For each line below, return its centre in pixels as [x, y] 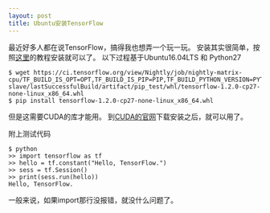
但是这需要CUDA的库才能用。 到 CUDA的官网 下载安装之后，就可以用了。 [128, 117]
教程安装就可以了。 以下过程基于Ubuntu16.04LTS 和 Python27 [139, 57]
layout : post [30, 16]
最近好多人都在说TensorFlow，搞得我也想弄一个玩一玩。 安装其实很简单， [131, 47]
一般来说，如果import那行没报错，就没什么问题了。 [93, 200]
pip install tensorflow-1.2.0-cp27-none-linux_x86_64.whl [115, 100]
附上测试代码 [29, 133]
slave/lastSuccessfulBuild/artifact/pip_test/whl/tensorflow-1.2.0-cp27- [135, 86]
